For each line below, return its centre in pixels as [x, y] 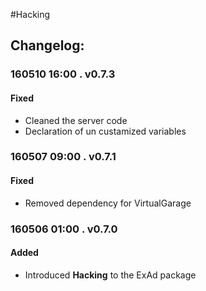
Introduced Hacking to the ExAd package [110, 275]
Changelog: [47, 45]
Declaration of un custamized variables [105, 131]
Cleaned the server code [76, 120]
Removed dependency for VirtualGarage [108, 203]
